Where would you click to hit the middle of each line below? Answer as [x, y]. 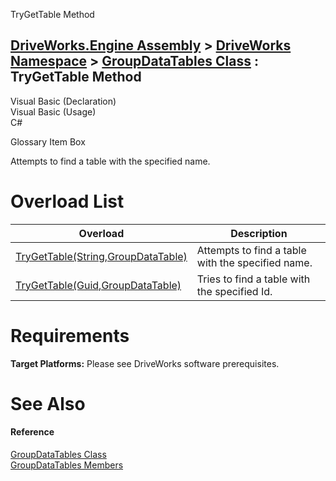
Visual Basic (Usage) [53, 111]
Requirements [70, 335]
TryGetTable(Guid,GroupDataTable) [98, 285]
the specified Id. [234, 291]
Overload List [67, 201]
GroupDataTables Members [67, 465]
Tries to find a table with [253, 279]
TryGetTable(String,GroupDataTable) [101, 256]
